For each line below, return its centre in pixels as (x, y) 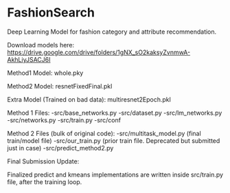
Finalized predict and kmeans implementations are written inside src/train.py (115, 174)
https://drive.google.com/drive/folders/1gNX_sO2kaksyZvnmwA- (99, 52)
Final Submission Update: (43, 161)
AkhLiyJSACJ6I (29, 59)
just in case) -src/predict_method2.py (60, 148)
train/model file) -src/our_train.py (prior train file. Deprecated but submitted (114, 140)
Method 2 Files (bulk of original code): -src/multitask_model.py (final (104, 133)
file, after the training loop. (45, 182)
